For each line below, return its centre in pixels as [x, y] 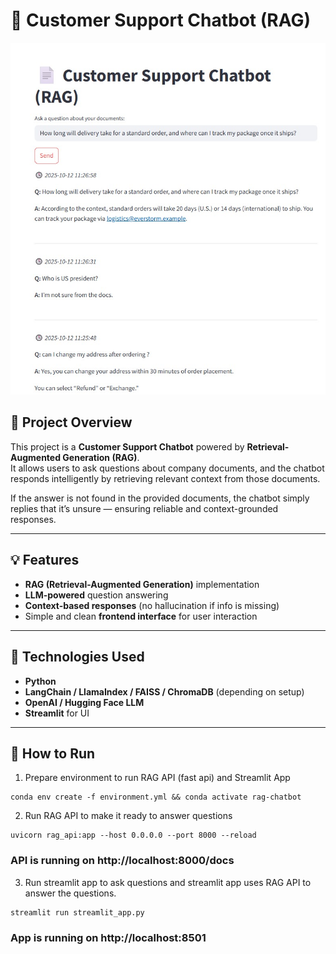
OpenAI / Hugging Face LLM [84, 702]
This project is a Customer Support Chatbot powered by [127, 446]
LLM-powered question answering [96, 595]
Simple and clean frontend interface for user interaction [141, 616]
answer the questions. [70, 893]
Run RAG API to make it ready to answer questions [128, 816]
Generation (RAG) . [101, 457]
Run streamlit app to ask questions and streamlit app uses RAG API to [168, 882]
